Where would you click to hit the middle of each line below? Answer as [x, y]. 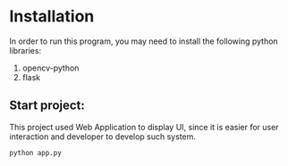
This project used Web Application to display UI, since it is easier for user [144, 127]
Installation [52, 17]
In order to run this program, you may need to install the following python [144, 41]
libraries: [25, 50]
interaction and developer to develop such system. [103, 137]
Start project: [47, 106]
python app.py [36, 153]
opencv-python [51, 68]
